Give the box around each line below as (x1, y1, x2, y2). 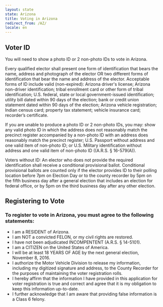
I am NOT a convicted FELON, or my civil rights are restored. (12, 234, 133, 240)
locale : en (5, 25, 27, 30)
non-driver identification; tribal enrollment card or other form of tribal (5, 86, 144, 92)
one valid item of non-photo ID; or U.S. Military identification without (5, 142, 142, 148)
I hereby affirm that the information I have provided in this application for (12, 275, 158, 281)
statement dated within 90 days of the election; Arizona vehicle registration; (5, 102, 157, 108)
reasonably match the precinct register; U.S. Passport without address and (5, 137, 155, 143)
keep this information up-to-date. (12, 286, 79, 291)
